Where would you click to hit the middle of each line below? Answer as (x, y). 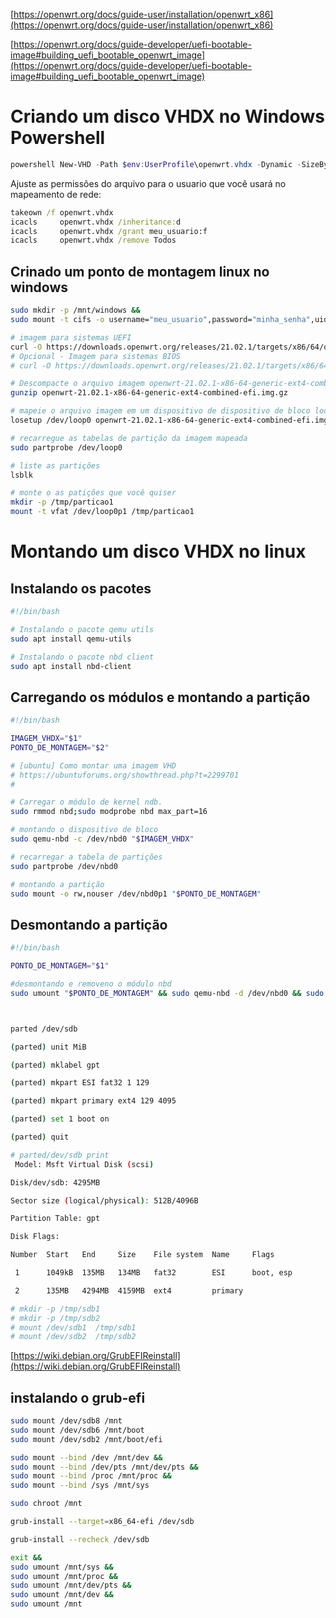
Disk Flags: (35, 1237)
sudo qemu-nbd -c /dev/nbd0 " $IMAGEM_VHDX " (102, 839)
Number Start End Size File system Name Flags (142, 1255)
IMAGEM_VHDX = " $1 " (46, 739)
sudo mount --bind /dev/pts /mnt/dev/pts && (104, 1467)
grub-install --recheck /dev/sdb (80, 1539)
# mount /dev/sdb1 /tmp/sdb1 (73, 1327)
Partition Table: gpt (55, 1219)
